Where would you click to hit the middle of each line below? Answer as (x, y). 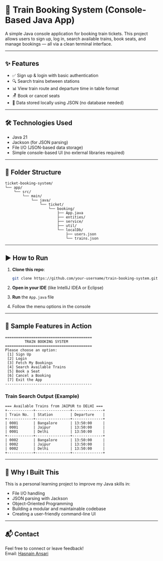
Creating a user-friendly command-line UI (54, 514)
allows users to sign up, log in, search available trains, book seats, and (75, 39)
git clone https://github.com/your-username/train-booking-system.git (85, 279)
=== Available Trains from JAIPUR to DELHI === (54, 406)
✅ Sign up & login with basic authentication (55, 75)
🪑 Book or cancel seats (36, 95)
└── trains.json (82, 239)
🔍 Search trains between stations (46, 81)
